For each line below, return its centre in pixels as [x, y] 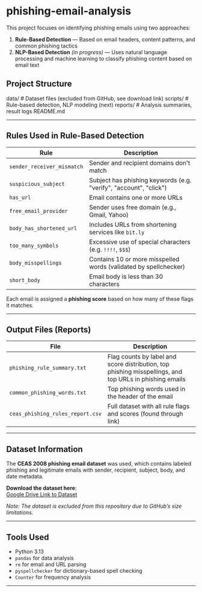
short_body [25, 280]
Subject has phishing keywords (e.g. [140, 180]
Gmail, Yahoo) [109, 215]
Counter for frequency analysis [53, 577]
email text [27, 65]
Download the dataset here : [41, 488]
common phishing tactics [46, 46]
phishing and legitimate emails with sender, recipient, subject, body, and [96, 470]
